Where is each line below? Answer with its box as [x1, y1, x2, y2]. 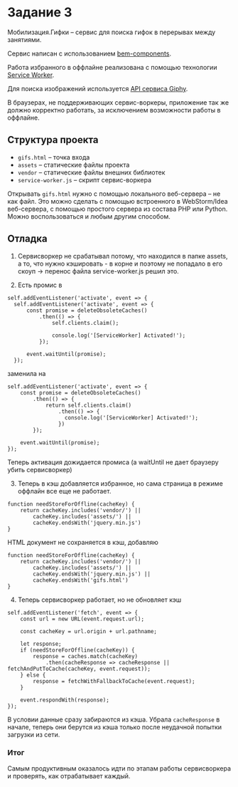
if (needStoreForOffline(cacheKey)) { [20, 646, 135, 654]
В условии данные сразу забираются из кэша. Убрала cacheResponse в [7, 715, 220, 724]
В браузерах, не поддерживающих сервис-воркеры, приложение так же [7, 98, 229, 107]
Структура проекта [7, 134, 99, 146]
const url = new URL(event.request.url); [20, 615, 144, 622]
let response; [20, 640, 62, 647]
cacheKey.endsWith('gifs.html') [33, 576, 129, 584]
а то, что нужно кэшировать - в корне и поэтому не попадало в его [17, 259, 222, 268]
